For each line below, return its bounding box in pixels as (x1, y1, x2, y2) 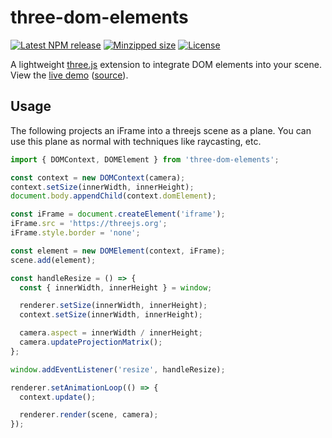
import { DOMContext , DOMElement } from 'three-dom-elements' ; (10, 154, 280, 165)
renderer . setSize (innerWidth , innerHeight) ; (19, 301, 208, 311)
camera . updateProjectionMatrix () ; (19, 337, 163, 347)
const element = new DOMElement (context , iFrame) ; (10, 246, 226, 256)
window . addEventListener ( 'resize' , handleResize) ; (10, 364, 226, 375)
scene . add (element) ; (10, 255, 97, 265)
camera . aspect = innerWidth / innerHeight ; (19, 328, 203, 338)
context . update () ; (19, 392, 97, 402)
